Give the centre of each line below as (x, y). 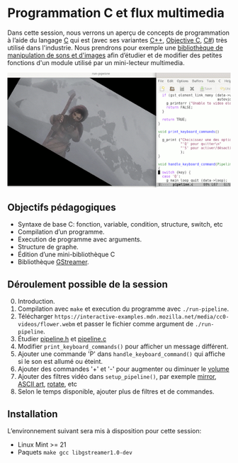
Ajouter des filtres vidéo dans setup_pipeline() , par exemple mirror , (117, 377)
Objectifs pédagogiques (62, 207)
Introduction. (36, 302)
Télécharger (35, 316)
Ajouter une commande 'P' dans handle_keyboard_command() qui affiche (121, 354)
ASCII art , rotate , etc (47, 384)
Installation (33, 414)
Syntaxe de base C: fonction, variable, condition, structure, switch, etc (120, 224)
